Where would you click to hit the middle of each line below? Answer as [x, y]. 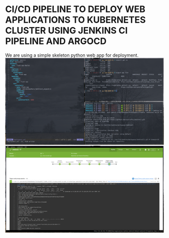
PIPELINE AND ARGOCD [56, 41]
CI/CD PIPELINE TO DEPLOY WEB [75, 9]
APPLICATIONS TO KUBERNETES [75, 20]
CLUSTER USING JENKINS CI [67, 31]
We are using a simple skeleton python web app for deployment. [72, 55]
